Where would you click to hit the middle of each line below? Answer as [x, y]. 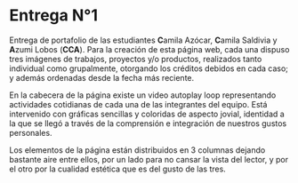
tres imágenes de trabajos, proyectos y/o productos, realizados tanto [136, 59]
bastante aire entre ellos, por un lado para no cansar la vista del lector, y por [149, 159]
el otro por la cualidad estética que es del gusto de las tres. [118, 169]
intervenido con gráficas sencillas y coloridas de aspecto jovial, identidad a [147, 114]
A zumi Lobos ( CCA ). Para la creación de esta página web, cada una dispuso [149, 49]
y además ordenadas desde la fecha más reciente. [102, 77]
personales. [31, 132]
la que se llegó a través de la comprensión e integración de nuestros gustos [148, 123]
